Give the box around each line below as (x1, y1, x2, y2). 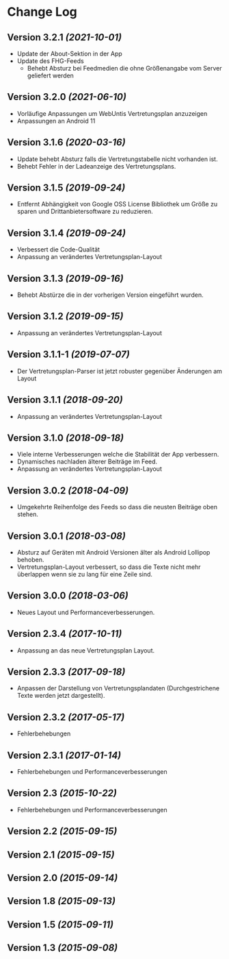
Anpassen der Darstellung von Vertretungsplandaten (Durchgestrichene (16, 684, 220, 692)
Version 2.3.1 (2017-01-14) (7, 749, 122, 761)
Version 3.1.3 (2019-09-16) (7, 272, 124, 284)
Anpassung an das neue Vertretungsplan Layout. (16, 646, 155, 655)
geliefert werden (27, 71, 74, 80)
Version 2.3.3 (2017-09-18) (7, 666, 126, 677)
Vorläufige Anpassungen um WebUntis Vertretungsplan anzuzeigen (16, 109, 208, 117)
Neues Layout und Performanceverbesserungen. (16, 608, 155, 616)
